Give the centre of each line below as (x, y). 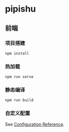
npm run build (19, 100)
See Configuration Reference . (35, 124)
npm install (17, 53)
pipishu (21, 9)
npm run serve (19, 77)
